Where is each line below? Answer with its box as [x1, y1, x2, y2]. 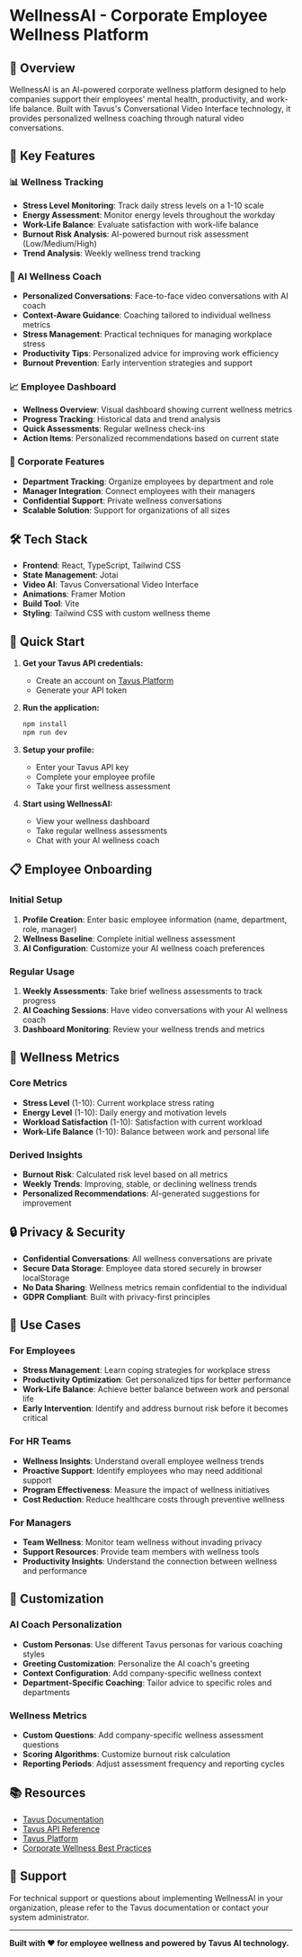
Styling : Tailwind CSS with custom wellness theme [22, 608, 211, 619]
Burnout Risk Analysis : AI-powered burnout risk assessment [22, 229, 249, 239]
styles [22, 1648, 45, 1659]
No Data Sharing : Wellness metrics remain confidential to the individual [22, 1281, 288, 1292]
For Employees [9, 1344, 76, 1357]
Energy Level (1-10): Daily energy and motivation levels [22, 1107, 227, 1118]
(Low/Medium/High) [22, 238, 97, 248]
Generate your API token [35, 685, 128, 696]
